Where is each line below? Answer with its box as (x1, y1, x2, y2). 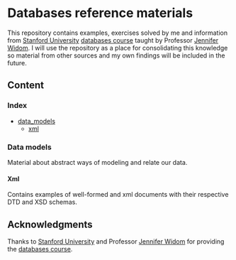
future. (7, 58, 27, 67)
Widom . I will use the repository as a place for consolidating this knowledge (7, 43, 228, 52)
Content (7, 80, 45, 92)
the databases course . (7, 244, 73, 253)
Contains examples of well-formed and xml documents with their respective (7, 190, 229, 199)
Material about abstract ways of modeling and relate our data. (7, 158, 188, 166)
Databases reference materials (7, 5, 193, 21)
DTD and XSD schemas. (7, 197, 78, 207)
